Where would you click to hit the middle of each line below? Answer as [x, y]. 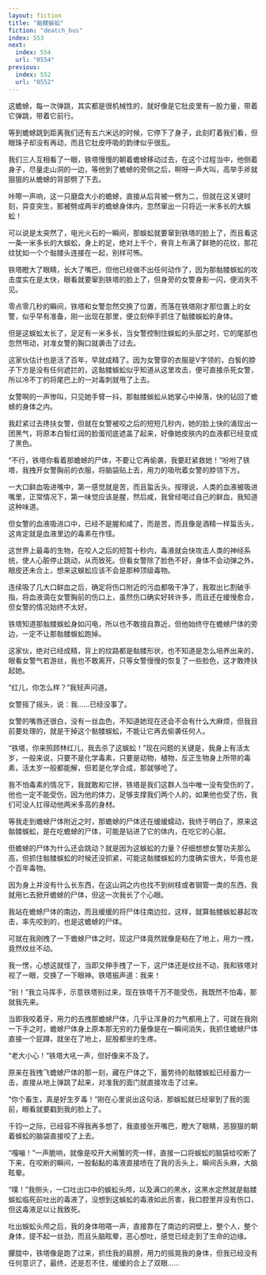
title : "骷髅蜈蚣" [36, 23]
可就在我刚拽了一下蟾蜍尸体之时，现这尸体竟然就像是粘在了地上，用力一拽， [133, 938]
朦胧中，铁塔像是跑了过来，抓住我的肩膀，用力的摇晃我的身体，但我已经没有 [133, 1253]
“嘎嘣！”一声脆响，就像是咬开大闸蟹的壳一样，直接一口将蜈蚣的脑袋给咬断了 [133, 1153]
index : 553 [26, 38]
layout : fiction [35, 15]
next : [17, 45]
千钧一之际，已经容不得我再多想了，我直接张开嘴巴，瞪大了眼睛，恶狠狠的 [129, 1126]
